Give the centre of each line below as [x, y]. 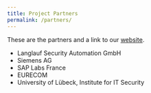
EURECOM [32, 75]
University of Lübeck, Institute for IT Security [81, 82]
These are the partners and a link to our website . [76, 39]
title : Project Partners [43, 13]
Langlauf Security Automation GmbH [69, 53]
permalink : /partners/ [39, 20]
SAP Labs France [42, 68]
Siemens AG [34, 60]
